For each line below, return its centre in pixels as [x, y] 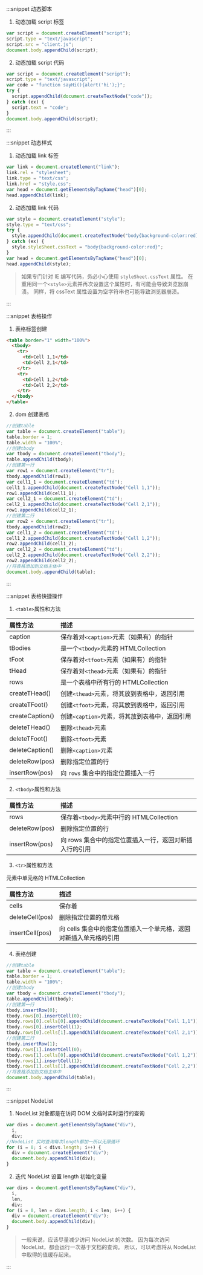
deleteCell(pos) [31, 917]
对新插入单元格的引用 [89, 938]
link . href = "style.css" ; [39, 184]
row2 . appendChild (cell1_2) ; [42, 544]
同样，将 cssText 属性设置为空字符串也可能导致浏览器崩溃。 [108, 291]
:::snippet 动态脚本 [29, 9]
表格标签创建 [31, 329]
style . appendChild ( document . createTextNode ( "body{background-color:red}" [106, 236]
